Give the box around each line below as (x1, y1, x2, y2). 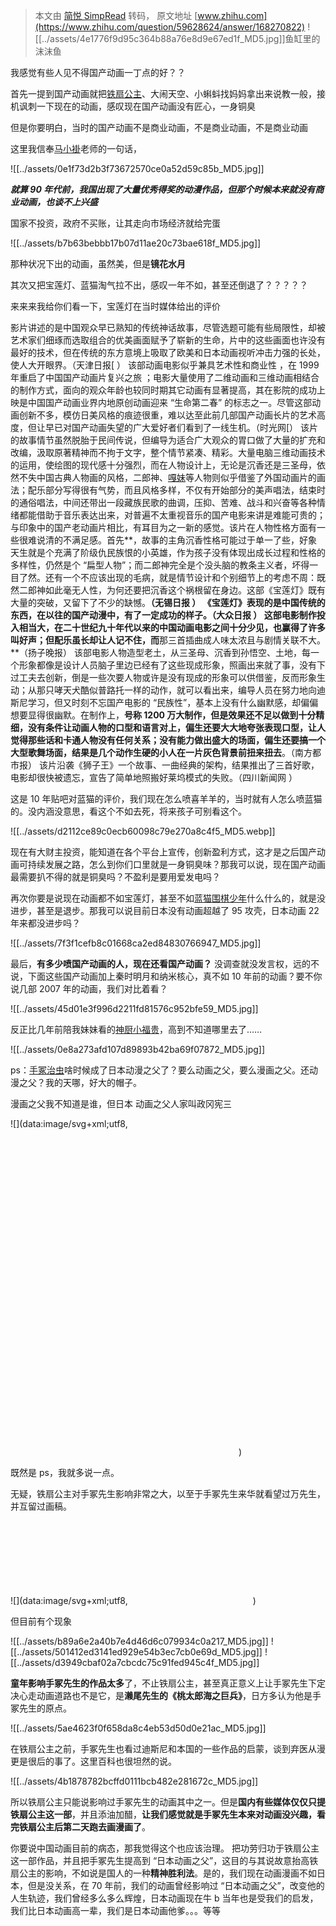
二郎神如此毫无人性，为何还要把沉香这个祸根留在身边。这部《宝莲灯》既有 (18, 584, 326, 596)
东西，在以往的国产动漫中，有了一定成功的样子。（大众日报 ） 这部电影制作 (10, 609, 317, 621)
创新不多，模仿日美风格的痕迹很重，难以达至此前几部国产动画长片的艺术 (18, 409, 317, 421)
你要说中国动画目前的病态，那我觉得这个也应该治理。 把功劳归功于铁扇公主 (10, 1842, 320, 1854)
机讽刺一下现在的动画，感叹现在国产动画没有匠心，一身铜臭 (10, 100, 256, 112)
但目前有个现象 (10, 1615, 72, 1627)
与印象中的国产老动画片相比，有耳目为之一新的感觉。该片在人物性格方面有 (10, 522, 317, 533)
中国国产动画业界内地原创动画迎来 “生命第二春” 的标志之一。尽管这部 (27, 397, 313, 408)
